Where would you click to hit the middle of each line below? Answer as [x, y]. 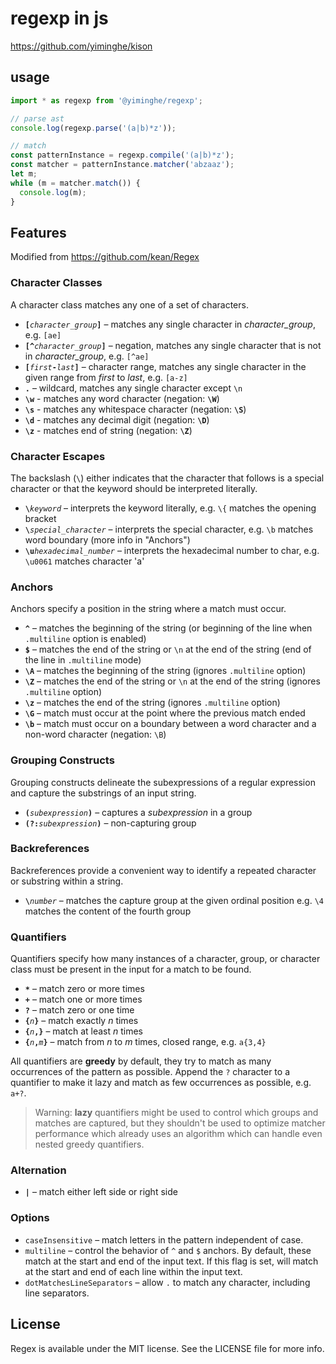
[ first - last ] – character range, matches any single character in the [165, 366]
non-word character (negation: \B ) [95, 734]
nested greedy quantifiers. [89, 1144]
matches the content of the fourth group [108, 911]
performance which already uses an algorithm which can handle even [178, 1134]
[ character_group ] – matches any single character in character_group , [170, 324]
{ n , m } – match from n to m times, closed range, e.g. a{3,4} [145, 1042]
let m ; [24, 174]
